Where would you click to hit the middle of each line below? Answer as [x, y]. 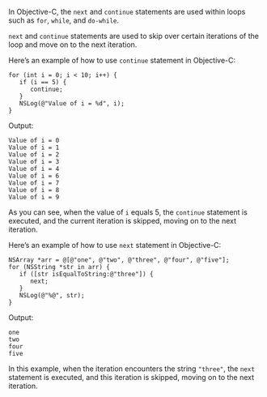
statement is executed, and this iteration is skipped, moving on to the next [131, 377]
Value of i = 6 [34, 176]
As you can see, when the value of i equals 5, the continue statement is [128, 212]
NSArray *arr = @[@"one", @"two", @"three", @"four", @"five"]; [119, 260]
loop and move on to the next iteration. [73, 45]
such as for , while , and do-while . [64, 20]
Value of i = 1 [34, 147]
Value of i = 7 [34, 183]
